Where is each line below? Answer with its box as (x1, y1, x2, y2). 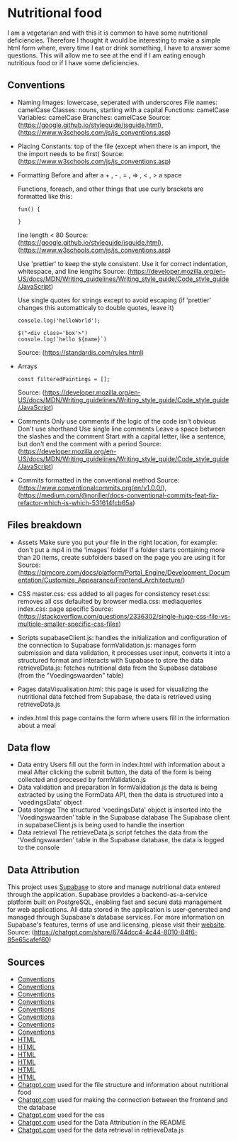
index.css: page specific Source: (17, 605, 113, 613)
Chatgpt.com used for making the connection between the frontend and (17, 1096, 228, 1104)
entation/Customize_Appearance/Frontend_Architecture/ (17, 575, 183, 584)
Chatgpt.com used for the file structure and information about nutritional (17, 1081, 229, 1088)
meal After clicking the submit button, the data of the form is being (17, 768, 212, 776)
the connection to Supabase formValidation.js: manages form (17, 641, 196, 649)
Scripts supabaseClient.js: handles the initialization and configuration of (17, 633, 227, 641)
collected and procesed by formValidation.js (17, 776, 147, 784)
